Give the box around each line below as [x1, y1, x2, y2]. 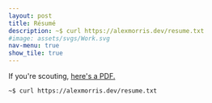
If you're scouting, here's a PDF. [8, 72, 116, 80]
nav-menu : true [8, 42, 60, 50]
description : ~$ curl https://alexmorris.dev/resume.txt [8, 27, 205, 35]
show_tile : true [8, 49, 63, 57]
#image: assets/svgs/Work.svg [8, 34, 111, 43]
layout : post [8, 11, 53, 20]
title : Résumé [8, 19, 57, 27]
